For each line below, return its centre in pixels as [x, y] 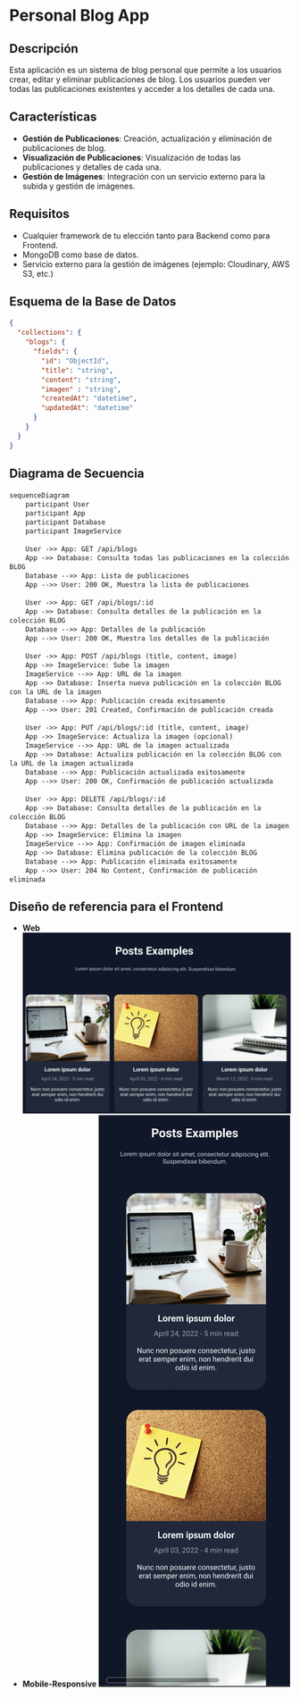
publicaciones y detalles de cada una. [92, 167]
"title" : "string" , [78, 370]
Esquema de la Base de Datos [93, 301]
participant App [56, 513]
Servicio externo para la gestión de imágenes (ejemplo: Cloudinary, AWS [156, 263]
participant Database [65, 522]
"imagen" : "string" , [82, 389]
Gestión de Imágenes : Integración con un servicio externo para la [144, 176]
